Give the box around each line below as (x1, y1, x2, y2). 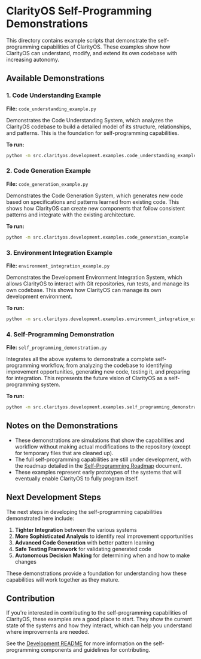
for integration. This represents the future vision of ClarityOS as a (6, 375, 167, 382)
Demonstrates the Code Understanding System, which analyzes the (6, 116, 173, 124)
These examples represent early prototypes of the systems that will (14, 468, 181, 476)
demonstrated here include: (6, 514, 75, 522)
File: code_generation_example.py (6, 180, 89, 187)
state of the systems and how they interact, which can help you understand (6, 622, 193, 629)
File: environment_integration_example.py (6, 262, 110, 269)
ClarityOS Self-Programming (6, 4, 153, 18)
